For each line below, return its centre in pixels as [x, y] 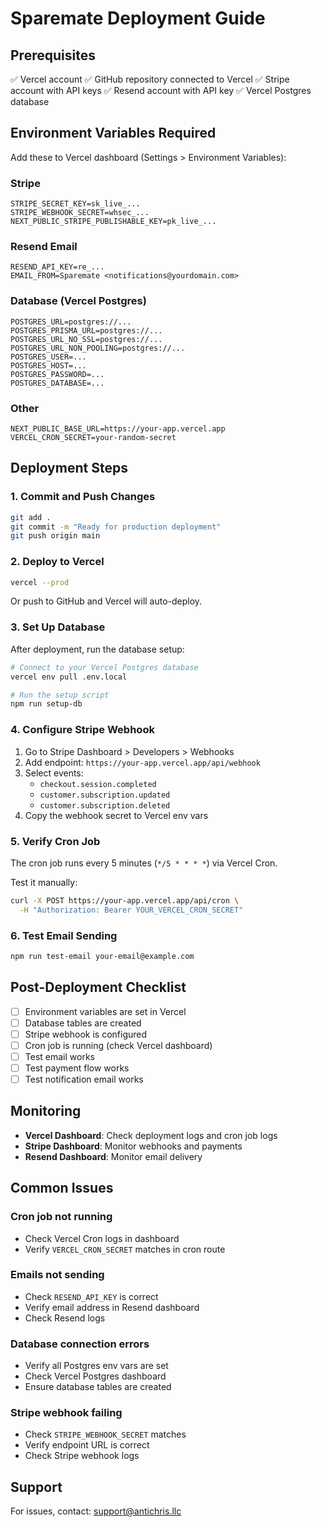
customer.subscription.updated [105, 795]
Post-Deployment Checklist [98, 987]
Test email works [59, 1056]
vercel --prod [40, 582]
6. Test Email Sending [64, 935]
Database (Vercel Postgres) [78, 301]
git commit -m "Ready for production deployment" [116, 527]
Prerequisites [53, 55]
